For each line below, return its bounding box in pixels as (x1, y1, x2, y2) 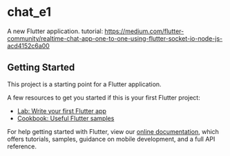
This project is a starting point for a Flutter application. (7, 80, 162, 88)
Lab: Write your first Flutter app (17, 106, 107, 115)
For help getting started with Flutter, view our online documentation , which (7, 127, 220, 135)
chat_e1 (7, 4, 52, 20)
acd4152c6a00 (7, 41, 50, 50)
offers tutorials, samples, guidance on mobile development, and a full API (7, 135, 215, 143)
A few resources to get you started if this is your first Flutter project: (7, 93, 200, 101)
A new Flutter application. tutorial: (7, 27, 104, 35)
